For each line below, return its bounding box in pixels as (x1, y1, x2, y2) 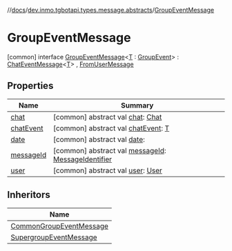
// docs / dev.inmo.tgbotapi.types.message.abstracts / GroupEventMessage (7, 6, 215, 14)
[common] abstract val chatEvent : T (52, 123, 170, 133)
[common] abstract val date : (52, 134, 145, 144)
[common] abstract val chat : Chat (52, 112, 162, 121)
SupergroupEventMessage (10, 232, 98, 242)
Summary (120, 100, 154, 110)
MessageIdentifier (52, 154, 113, 164)
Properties (7, 80, 54, 92)
